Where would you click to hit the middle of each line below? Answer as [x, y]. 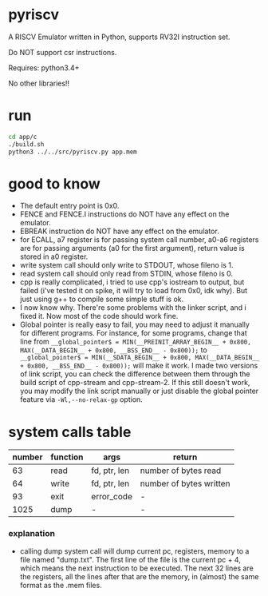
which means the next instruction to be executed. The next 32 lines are [136, 568]
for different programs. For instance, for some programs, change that [133, 333]
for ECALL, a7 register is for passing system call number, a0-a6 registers [139, 240]
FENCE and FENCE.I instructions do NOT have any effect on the [124, 214]
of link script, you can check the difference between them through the [135, 374]
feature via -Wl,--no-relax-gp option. [81, 399]
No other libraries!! [39, 83]
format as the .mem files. [61, 585]
